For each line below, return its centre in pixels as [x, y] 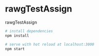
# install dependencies [29, 31]
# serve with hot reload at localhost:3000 [50, 44]
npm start [15, 49]
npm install [17, 35]
